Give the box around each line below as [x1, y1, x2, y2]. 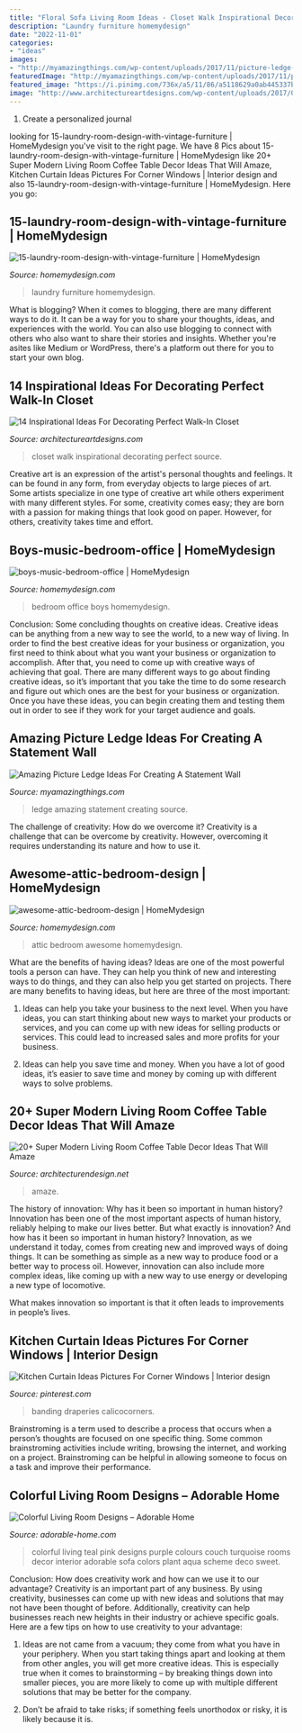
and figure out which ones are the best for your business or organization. [9, 685, 280, 696]
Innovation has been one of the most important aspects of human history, [9, 1213, 281, 1224]
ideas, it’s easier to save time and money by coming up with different [22, 1068, 277, 1079]
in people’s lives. [9, 1307, 71, 1318]
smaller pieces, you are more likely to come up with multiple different [22, 1677, 279, 1688]
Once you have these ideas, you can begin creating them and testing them [9, 695, 286, 706]
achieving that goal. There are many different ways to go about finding [9, 666, 271, 677]
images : [9, 55, 39, 64]
